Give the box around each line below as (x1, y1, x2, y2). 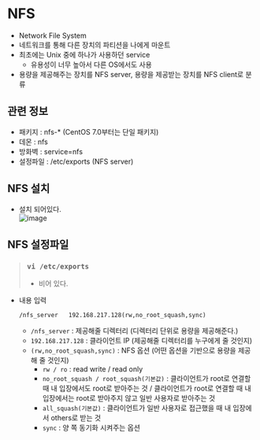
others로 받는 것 (50, 413, 102, 423)
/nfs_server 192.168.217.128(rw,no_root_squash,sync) (18, 312, 206, 320)
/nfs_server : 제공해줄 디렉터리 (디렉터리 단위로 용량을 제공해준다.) (30, 326, 239, 335)
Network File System (18, 31, 87, 40)
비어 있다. (38, 279, 69, 288)
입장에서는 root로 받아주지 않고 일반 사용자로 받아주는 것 (42, 394, 216, 403)
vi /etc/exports (26, 261, 90, 271)
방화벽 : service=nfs (18, 146, 84, 156)
